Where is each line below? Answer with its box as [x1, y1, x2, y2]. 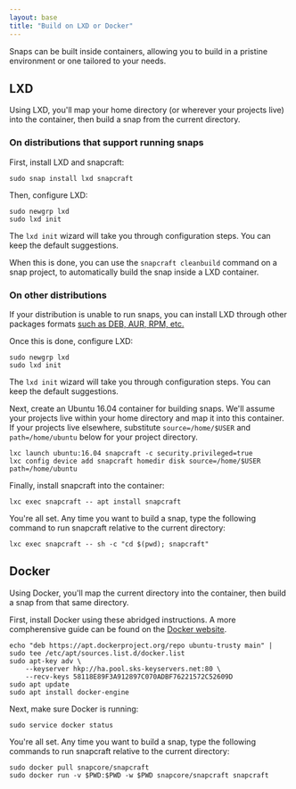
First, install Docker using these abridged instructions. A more [9, 614, 236, 625]
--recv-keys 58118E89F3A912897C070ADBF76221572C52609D [25, 672, 234, 681]
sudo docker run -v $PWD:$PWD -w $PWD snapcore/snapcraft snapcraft [9, 770, 269, 780]
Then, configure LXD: [9, 189, 88, 201]
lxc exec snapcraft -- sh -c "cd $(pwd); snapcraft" [9, 539, 210, 548]
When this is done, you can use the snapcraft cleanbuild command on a [9, 257, 278, 267]
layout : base [9, 12, 58, 22]
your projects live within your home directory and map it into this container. [9, 412, 285, 423]
